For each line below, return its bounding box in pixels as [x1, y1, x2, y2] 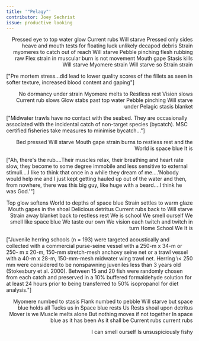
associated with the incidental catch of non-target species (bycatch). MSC [6, 121, 188, 128]
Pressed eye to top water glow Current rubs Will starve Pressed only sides [11, 36, 193, 43]
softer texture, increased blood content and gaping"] [6, 79, 135, 86]
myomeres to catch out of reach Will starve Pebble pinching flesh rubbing [12, 49, 193, 56]
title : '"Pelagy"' [6, 8, 52, 15]
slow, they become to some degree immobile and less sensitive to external [6, 162, 188, 170]
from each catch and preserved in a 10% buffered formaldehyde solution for [6, 274, 192, 281]
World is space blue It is [134, 145, 193, 152]
